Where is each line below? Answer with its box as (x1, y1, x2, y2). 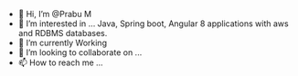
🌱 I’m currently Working (17, 37, 108, 48)
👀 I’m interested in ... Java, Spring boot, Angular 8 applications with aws (17, 18, 290, 29)
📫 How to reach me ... (17, 57, 103, 68)
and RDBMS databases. (17, 28, 108, 38)
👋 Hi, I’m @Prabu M (17, 9, 92, 19)
